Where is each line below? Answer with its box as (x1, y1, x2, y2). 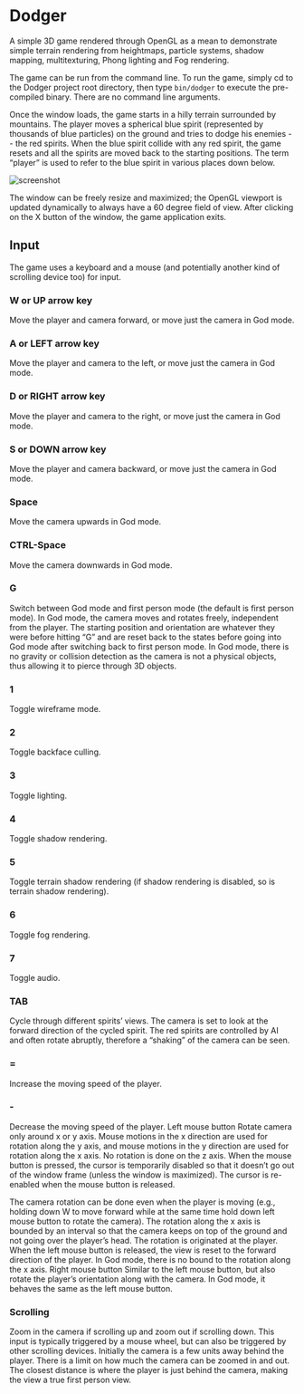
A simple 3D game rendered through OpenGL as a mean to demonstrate (9, 35, 278, 46)
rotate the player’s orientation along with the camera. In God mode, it (9, 1274, 266, 1284)
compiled (9, 91, 44, 102)
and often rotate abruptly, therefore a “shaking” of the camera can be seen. (9, 1034, 290, 1046)
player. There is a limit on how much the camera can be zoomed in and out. (9, 1355, 290, 1366)
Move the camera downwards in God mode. (9, 559, 173, 571)
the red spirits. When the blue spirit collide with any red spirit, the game (14, 138, 282, 149)
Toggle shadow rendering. (9, 833, 108, 844)
